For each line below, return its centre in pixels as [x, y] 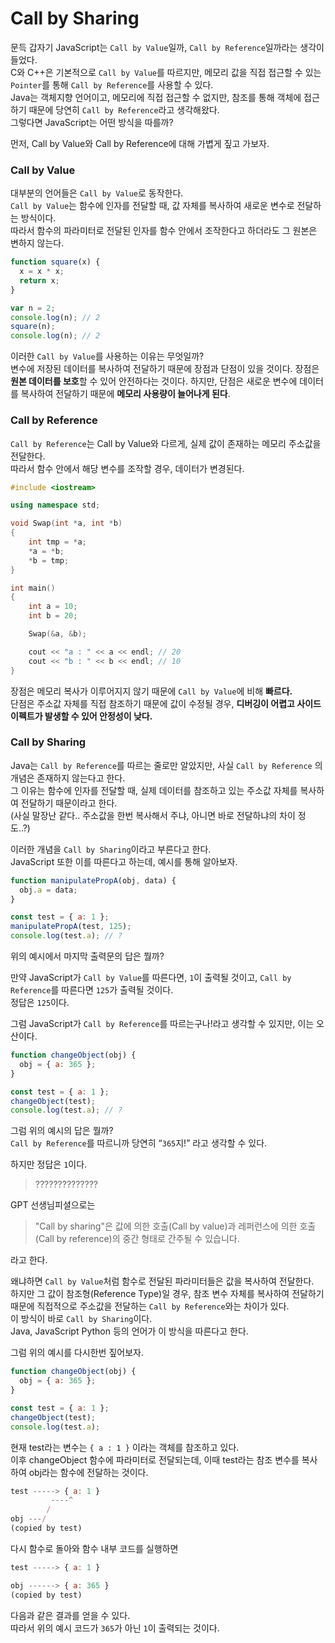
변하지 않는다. [37, 243]
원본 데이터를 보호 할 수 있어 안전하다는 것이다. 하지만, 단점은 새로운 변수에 [154, 381]
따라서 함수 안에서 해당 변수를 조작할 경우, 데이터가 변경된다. [127, 468]
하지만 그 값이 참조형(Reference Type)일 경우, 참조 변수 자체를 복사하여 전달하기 [167, 1294]
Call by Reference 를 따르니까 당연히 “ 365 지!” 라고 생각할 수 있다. [139, 1143]
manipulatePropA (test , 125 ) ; [71, 927]
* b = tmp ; [49, 560]
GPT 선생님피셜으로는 [53, 1205]
